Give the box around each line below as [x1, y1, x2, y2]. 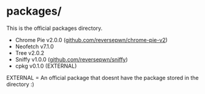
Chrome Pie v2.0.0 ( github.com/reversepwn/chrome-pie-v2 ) [15, 36, 168, 43]
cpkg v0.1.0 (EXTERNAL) [15, 62, 77, 70]
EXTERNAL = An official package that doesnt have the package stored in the [6, 74, 199, 81]
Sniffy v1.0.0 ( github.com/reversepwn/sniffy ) [15, 56, 129, 63]
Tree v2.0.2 [15, 49, 45, 56]
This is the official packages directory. [6, 24, 103, 32]
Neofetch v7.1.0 [15, 43, 54, 50]
